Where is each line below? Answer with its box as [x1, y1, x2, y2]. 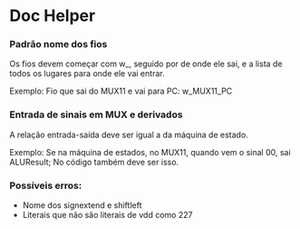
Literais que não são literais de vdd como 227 [22, 210, 193, 221]
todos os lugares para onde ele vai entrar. [9, 68, 165, 79]
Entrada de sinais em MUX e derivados [9, 108, 183, 121]
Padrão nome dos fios [9, 38, 108, 51]
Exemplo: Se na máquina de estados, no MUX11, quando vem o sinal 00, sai [9, 146, 292, 157]
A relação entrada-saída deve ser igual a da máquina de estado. [9, 129, 249, 140]
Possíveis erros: [9, 179, 82, 192]
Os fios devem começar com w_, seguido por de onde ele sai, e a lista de [9, 58, 283, 69]
